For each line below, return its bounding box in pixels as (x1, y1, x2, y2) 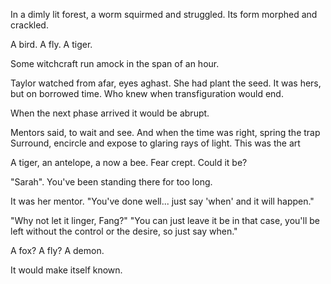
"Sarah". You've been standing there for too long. (10, 176, 213, 188)
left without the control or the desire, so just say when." (10, 225, 238, 237)
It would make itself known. (10, 264, 123, 276)
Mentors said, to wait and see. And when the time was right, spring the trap (10, 127, 321, 138)
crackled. (10, 19, 49, 31)
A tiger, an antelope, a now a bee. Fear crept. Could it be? (10, 157, 248, 168)
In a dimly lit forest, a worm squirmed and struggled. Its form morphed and (10, 9, 318, 20)
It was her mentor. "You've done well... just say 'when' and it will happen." (10, 195, 315, 207)
